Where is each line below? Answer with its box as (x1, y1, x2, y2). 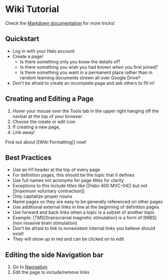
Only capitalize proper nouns (12, 193, 73, 199)
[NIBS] (143, 215, 157, 221)
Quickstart (5, 35, 40, 43)
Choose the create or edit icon (12, 118, 76, 124)
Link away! (12, 129, 35, 135)
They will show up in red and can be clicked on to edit (12, 236, 124, 242)
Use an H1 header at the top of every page (12, 167, 100, 173)
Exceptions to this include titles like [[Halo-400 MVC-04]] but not (12, 183, 147, 189)
